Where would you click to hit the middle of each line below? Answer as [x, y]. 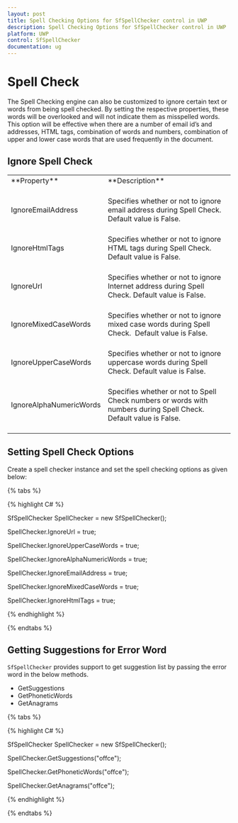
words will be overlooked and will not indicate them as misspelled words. [114, 116]
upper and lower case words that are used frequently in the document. [110, 139]
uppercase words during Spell [157, 362]
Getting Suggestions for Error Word [87, 650]
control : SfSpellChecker [44, 40]
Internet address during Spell [156, 286]
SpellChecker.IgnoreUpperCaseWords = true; [73, 545]
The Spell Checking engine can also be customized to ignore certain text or [118, 101]
